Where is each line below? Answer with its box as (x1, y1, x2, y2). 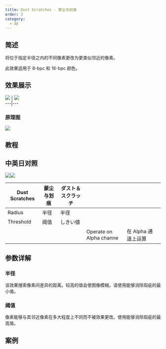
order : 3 (5, 12, 23, 17)
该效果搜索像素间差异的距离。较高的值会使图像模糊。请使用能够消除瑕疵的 (5, 282, 157, 288)
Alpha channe (86, 234, 119, 241)
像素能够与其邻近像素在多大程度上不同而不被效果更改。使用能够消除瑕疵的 (5, 314, 157, 320)
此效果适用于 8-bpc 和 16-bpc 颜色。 (5, 65, 80, 71)
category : (5, 16, 26, 21)
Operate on (86, 229, 113, 235)
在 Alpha (126, 228, 147, 235)
